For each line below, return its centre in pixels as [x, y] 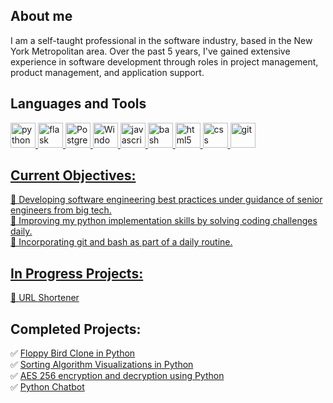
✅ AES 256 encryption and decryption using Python [117, 376]
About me [41, 16]
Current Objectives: [73, 175]
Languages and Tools [78, 104]
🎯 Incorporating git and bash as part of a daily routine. [121, 242]
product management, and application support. [107, 72]
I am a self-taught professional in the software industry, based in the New [161, 40]
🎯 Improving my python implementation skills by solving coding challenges [164, 221]
